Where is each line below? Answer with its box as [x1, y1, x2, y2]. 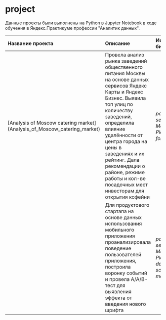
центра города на [105, 137, 147, 144]
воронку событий [105, 270, 147, 276]
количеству [105, 107, 133, 114]
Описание [105, 40, 130, 46]
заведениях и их [105, 150, 145, 157]
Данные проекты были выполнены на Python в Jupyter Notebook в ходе [5, 20, 157, 26]
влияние [105, 125, 125, 132]
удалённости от [105, 132, 143, 138]
